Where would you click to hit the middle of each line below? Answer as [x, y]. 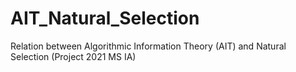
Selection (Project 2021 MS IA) [73, 56]
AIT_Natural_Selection [105, 18]
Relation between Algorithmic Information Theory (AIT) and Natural [148, 46]
